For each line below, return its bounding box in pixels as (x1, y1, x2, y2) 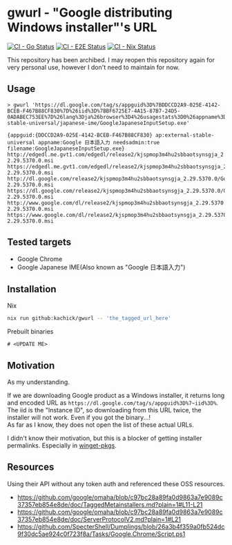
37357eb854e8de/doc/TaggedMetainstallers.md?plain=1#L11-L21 (17, 500, 203, 508)
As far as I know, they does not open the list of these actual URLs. (7, 421, 195, 429)
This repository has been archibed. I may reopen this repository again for (7, 55, 215, 64)
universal (7, 139, 36, 146)
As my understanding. (7, 378, 70, 386)
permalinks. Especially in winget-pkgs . (7, 441, 117, 450)
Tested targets (7, 236, 71, 248)
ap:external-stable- (155, 131, 215, 139)
